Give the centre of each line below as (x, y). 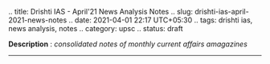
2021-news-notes (38, 20)
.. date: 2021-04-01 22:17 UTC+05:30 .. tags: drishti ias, (161, 20)
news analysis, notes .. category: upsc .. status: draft (96, 28)
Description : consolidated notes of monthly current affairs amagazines (128, 44)
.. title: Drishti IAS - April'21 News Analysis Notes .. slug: (101, 12)
